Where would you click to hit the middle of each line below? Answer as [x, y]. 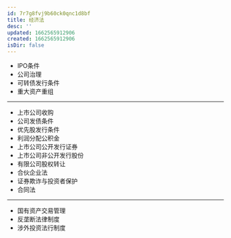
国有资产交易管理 [41, 211]
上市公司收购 [35, 112]
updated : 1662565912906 [41, 33]
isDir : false [26, 45]
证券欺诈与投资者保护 [47, 181]
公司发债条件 [35, 121]
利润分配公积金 [38, 138]
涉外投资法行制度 [41, 228]
